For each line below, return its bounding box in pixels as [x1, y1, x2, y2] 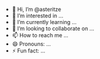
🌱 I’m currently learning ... [12, 19, 77, 25]
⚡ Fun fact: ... [12, 47, 45, 54]
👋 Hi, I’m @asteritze [12, 6, 62, 13]
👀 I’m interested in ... [12, 12, 64, 19]
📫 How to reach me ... [12, 32, 68, 39]
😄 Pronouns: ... [12, 40, 52, 48]
